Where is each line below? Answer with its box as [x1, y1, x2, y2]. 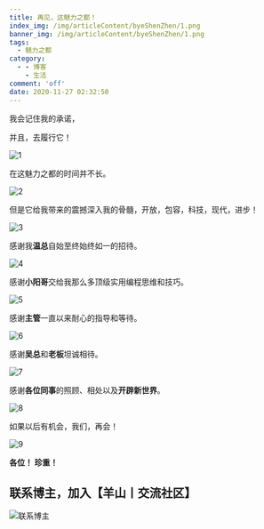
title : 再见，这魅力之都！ [9, 12, 98, 22]
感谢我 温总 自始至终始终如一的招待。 [9, 240, 142, 251]
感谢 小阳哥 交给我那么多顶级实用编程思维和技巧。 [9, 277, 188, 287]
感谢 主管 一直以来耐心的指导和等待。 [9, 312, 142, 323]
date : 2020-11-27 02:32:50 [9, 87, 109, 96]
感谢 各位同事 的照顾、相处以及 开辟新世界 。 [9, 384, 165, 396]
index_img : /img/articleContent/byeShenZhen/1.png [9, 21, 201, 30]
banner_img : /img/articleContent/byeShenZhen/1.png [9, 29, 204, 38]
